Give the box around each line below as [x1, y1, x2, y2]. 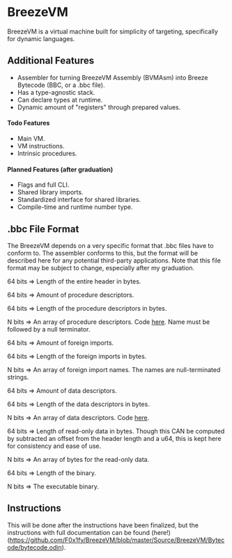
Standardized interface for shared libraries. [17, 196, 141, 204]
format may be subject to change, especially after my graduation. [7, 263, 195, 272]
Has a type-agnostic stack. [17, 88, 95, 96]
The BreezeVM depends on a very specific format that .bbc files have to [7, 241, 214, 249]
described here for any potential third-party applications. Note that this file [7, 256, 222, 265]
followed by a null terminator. [7, 325, 91, 333]
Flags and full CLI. [17, 180, 70, 189]
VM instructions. [17, 141, 65, 150]
